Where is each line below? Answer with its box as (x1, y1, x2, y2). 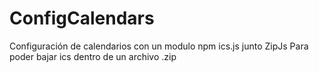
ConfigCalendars (9, 7, 155, 30)
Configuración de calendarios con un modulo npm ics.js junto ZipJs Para (9, 40, 309, 52)
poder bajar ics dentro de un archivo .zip (9, 50, 177, 62)
